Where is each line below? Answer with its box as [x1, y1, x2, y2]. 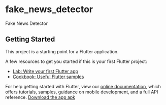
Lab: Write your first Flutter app [12, 68, 79, 74]
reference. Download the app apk [5, 94, 76, 100]
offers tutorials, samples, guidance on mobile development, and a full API [5, 89, 158, 95]
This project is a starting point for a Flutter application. [5, 48, 119, 54]
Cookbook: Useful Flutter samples [12, 74, 84, 80]
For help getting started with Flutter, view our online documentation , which [5, 83, 161, 89]
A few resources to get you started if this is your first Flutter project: [5, 58, 147, 64]
